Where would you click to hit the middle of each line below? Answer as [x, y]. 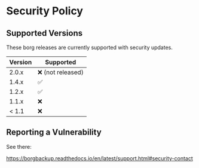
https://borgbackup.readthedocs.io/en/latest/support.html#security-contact [99, 158]
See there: [19, 146]
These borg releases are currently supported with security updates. [90, 47]
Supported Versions [44, 33]
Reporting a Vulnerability [54, 132]
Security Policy [45, 11]
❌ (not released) [61, 72]
